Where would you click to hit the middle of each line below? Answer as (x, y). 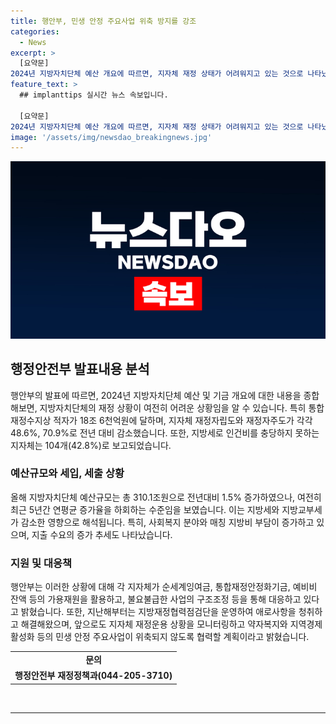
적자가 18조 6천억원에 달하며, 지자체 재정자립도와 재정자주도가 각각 (183, 420)
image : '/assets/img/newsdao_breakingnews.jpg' (111, 137)
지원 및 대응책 (41, 563)
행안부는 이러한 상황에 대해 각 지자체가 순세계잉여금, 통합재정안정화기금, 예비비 (164, 587)
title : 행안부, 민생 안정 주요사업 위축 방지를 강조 (103, 21)
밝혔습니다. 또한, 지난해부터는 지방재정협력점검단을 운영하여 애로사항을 (158, 612)
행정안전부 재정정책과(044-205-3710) (93, 676)
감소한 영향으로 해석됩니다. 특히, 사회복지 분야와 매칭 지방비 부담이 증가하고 (167, 522)
